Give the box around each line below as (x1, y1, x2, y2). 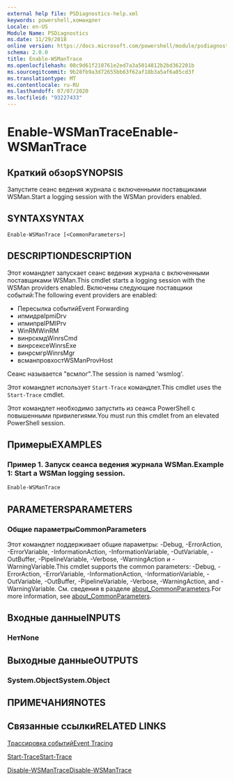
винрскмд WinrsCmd (17, 333, 78, 342)
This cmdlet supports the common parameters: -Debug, (56, 562, 217, 571)
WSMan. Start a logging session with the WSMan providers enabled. (7, 193, 202, 200)
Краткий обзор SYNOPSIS (7, 166, 123, 178)
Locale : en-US (7, 23, 49, 30)
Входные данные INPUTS (7, 612, 121, 624)
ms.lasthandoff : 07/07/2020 (7, 88, 89, 95)
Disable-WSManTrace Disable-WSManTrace (7, 766, 132, 774)
